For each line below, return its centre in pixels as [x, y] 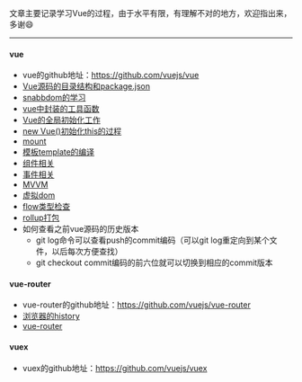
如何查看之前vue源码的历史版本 [80, 229]
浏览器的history [51, 316]
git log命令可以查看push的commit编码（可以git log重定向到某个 [152, 240]
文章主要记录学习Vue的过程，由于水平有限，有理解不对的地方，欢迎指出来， [151, 13]
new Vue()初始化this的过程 [72, 131]
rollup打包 [41, 218]
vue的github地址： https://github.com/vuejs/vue [111, 76]
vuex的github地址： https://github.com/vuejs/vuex [115, 368]
